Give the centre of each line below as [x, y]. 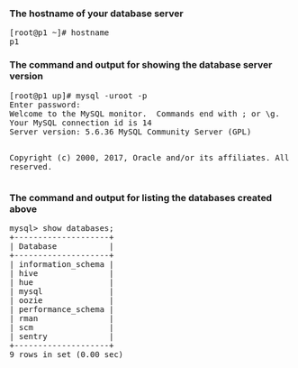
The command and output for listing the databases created [141, 198]
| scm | [62, 327]
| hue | [62, 282]
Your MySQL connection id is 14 [81, 123]
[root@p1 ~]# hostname [59, 33]
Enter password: [45, 105]
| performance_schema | [62, 309]
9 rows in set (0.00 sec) [67, 354]
